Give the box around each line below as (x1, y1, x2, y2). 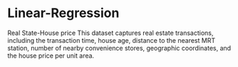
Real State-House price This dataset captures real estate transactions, (7, 29, 214, 37)
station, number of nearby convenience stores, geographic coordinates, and (7, 43, 232, 52)
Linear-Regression (7, 5, 120, 21)
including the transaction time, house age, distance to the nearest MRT (7, 36, 216, 44)
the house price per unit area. (7, 51, 95, 60)
